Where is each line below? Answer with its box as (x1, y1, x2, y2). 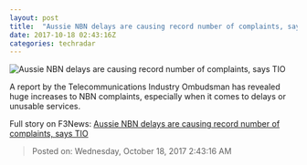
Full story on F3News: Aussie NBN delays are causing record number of (9, 119, 281, 129)
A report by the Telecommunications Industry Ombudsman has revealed (9, 81, 281, 92)
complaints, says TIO (9, 129, 89, 139)
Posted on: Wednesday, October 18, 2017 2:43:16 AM (31, 146, 232, 157)
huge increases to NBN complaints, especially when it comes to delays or (9, 91, 286, 102)
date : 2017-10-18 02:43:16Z (9, 30, 117, 39)
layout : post (9, 13, 59, 23)
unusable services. (9, 101, 81, 112)
